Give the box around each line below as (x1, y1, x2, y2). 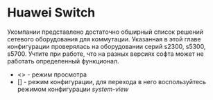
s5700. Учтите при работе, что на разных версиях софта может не (7, 50, 204, 58)
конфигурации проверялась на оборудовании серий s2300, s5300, (7, 42, 206, 50)
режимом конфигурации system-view (17, 85, 129, 93)
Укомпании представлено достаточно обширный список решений (7, 28, 203, 36)
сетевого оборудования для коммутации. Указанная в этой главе (7, 34, 201, 43)
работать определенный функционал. (7, 57, 119, 65)
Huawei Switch (7, 5, 96, 21)
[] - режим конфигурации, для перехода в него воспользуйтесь (17, 77, 207, 86)
